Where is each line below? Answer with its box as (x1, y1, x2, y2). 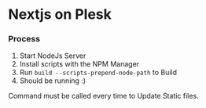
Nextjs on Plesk (8, 5, 112, 23)
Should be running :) (19, 76, 86, 85)
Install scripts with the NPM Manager (19, 59, 140, 69)
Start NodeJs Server (19, 51, 86, 60)
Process (8, 34, 41, 45)
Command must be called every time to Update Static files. (8, 92, 199, 101)
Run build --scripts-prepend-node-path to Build (19, 68, 178, 77)
